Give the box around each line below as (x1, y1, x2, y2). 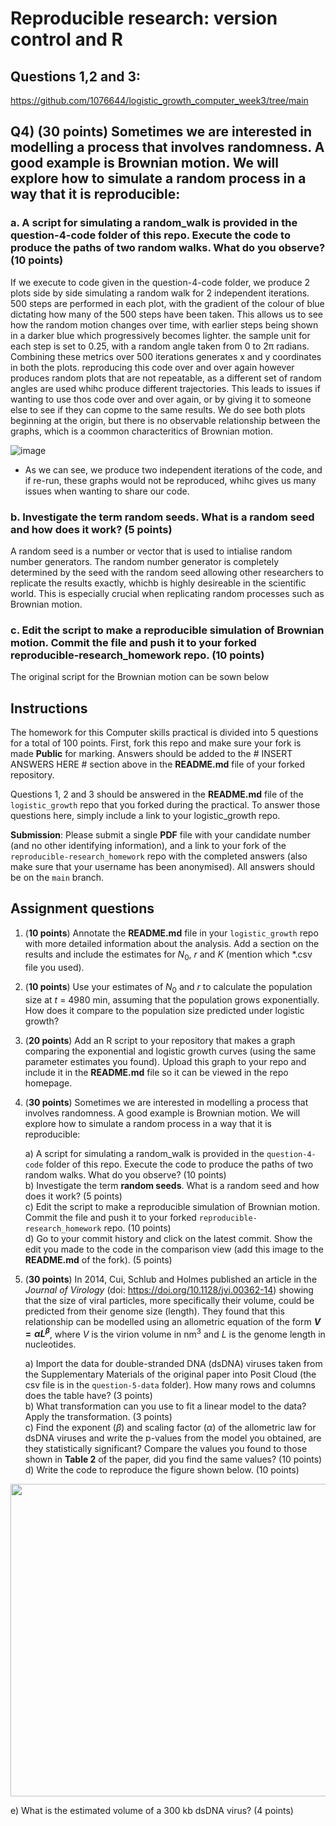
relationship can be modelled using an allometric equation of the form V (24, 1315, 322, 1327)
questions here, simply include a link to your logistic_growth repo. (10, 810, 281, 822)
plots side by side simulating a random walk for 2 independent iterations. (10, 287, 310, 299)
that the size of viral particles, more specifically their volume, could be (24, 1294, 315, 1306)
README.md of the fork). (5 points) (24, 1253, 173, 1266)
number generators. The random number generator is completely (10, 555, 280, 567)
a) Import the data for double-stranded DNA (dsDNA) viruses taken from (24, 1358, 323, 1370)
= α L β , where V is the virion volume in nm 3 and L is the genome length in (24, 1326, 326, 1340)
